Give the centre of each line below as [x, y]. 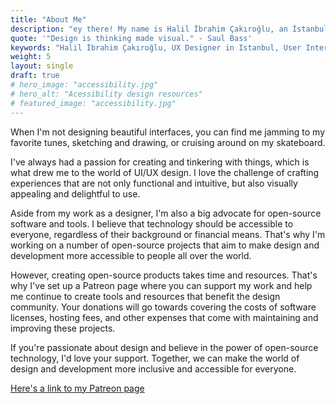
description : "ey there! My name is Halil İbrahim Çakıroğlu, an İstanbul [169, 29]
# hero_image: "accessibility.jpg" [84, 85]
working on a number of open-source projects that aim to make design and [165, 245]
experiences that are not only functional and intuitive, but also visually [154, 183]
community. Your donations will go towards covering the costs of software [163, 307]
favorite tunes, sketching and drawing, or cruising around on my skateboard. [168, 142]
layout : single [42, 66]
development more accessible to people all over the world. [131, 255]
